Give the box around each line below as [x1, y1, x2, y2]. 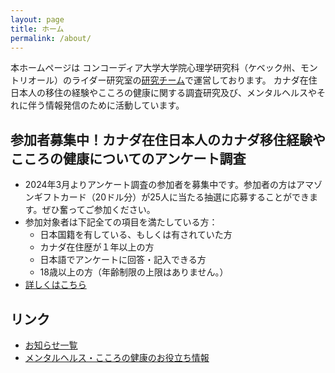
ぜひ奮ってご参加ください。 [41, 204, 156, 216]
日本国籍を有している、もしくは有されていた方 [39, 229, 233, 241]
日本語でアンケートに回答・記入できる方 [39, 254, 207, 266]
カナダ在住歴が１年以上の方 [39, 241, 155, 253]
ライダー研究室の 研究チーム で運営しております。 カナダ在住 [71, 74, 318, 86]
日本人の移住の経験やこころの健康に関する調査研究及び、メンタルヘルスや [10, 87, 317, 99]
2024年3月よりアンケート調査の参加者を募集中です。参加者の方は [24, 179, 297, 191]
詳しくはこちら [24, 279, 87, 291]
